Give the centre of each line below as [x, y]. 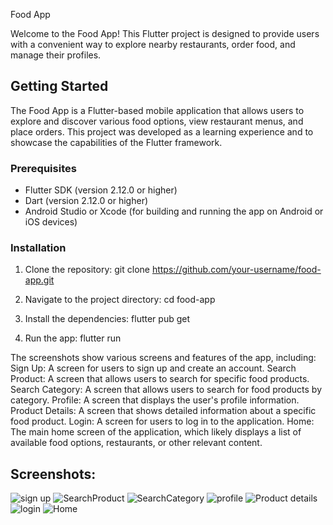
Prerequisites [43, 168]
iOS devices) [51, 222]
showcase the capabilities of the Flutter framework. [116, 142]
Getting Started [59, 86]
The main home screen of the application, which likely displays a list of [156, 432]
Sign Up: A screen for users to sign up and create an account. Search [153, 368]
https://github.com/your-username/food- [236, 270]
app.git [39, 280]
